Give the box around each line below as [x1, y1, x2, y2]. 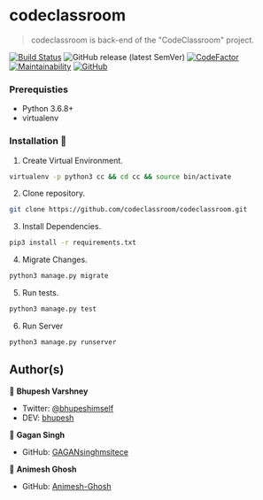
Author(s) [9, 362, 65, 377]
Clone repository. [21, 188, 86, 199]
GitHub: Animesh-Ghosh [21, 481, 112, 491]
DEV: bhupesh [21, 412, 74, 423]
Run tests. [21, 288, 59, 298]
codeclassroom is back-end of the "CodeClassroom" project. [30, 35, 255, 45]
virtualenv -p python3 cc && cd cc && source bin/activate [9, 172, 232, 181]
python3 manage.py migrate [9, 272, 109, 281]
